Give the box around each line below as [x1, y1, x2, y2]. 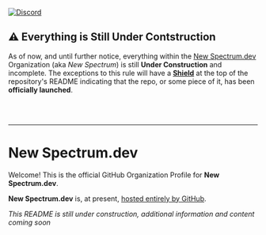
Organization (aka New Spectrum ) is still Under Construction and [8, 59, 222, 69]
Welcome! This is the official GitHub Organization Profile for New [8, 170, 220, 180]
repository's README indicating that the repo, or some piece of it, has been [8, 76, 255, 86]
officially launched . [8, 85, 74, 94]
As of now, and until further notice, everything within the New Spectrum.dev [8, 51, 256, 61]
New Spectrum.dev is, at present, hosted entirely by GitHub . [8, 194, 207, 203]
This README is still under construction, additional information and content [8, 209, 255, 218]
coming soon [8, 218, 51, 227]
